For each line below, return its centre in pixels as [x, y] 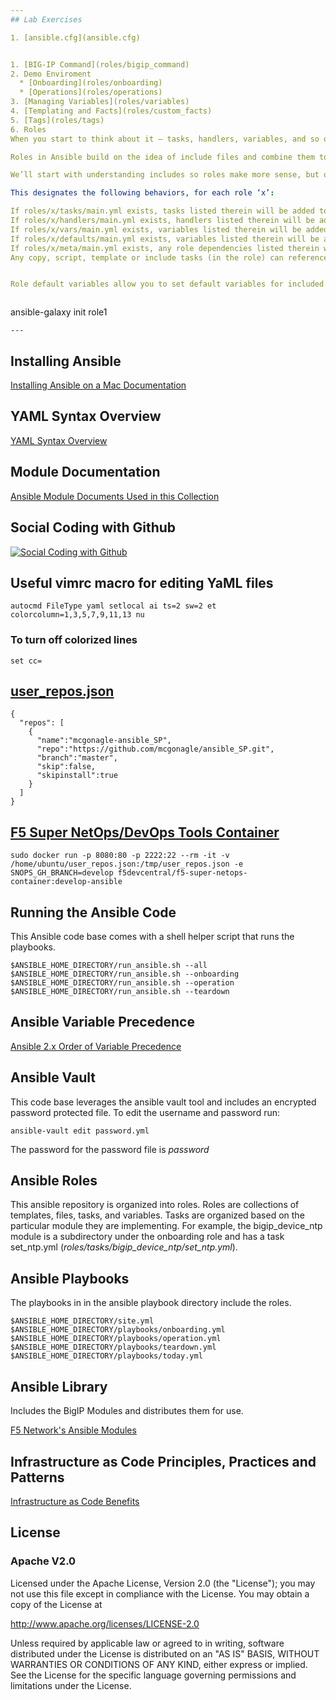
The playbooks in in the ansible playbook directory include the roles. [151, 1303]
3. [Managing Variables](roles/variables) [100, 102]
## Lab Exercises [46, 19]
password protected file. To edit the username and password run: [145, 1112]
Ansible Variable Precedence [102, 1022]
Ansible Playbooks [70, 1278]
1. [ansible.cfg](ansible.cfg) [75, 37]
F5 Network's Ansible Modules [73, 1430]
